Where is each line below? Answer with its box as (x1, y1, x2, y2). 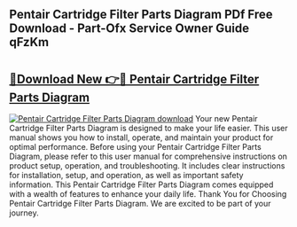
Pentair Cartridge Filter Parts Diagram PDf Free (9, 7, 273, 22)
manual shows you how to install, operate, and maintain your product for (9, 132, 274, 143)
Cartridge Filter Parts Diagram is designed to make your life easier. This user (9, 123, 288, 133)
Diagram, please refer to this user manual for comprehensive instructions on (9, 151, 288, 161)
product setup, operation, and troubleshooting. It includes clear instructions (9, 160, 285, 171)
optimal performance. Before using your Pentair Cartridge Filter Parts (9, 142, 262, 152)
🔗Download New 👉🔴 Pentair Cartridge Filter (9, 71, 260, 87)
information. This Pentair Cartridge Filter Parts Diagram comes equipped (9, 179, 274, 190)
